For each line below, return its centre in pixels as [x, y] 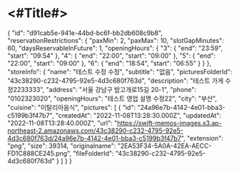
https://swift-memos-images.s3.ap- [169, 123]
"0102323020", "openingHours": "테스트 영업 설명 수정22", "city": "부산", [112, 98]
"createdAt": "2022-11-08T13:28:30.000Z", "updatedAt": [138, 115]
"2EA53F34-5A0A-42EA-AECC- [164, 146]
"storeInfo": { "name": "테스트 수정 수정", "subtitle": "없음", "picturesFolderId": [120, 71]
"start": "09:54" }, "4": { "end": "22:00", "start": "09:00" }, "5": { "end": [112, 56]
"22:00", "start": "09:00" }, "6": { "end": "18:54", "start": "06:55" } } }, [110, 63]
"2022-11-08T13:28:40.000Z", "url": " [62, 123]
